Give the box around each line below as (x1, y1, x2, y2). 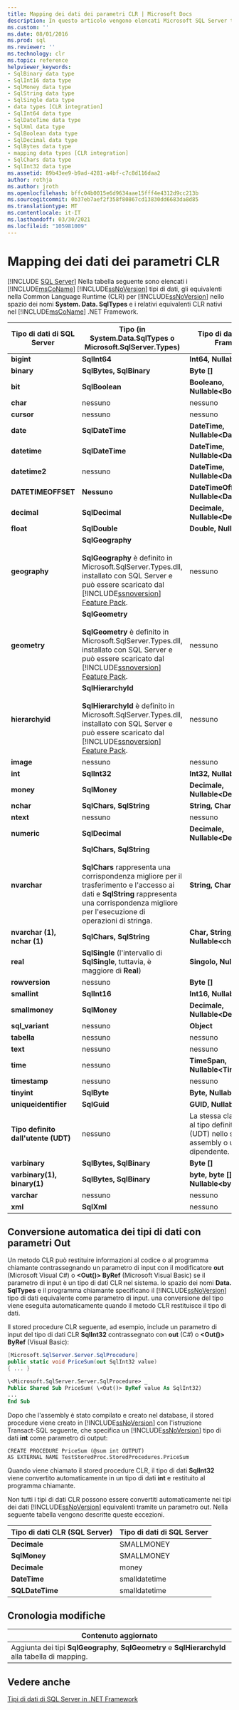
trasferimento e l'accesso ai (81, 880, 175, 890)
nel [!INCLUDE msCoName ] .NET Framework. (7, 307, 139, 316)
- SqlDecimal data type (7, 136, 78, 143)
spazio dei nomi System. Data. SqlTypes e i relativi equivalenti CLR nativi (7, 299, 223, 308)
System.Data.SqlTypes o (90, 333, 175, 343)
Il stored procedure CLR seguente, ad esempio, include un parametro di (7, 1323, 217, 1331)
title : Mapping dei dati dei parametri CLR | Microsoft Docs (7, 10, 193, 18)
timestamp (11, 1076, 48, 1086)
